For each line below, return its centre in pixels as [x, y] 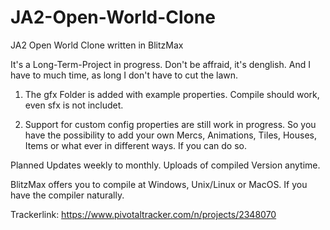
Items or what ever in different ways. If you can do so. [136, 145]
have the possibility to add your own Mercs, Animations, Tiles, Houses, [170, 135]
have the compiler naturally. [67, 195]
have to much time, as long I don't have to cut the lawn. [124, 75]
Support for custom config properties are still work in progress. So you [170, 124]
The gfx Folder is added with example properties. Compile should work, [172, 94]
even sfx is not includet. [74, 105]
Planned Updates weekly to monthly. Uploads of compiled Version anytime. [165, 165]
